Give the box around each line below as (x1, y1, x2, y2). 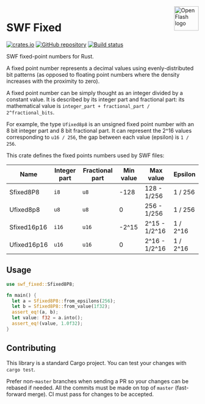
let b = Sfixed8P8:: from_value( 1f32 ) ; (12, 303, 111, 310)
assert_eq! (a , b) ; (12, 309, 59, 316)
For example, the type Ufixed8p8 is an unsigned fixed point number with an (6, 120, 194, 127)
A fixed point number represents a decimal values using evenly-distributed (6, 64, 194, 72)
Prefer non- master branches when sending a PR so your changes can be (6, 377, 189, 385)
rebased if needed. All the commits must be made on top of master (6, 384, 174, 391)
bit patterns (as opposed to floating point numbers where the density (6, 71, 180, 78)
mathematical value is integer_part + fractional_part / (6, 102, 150, 109)
